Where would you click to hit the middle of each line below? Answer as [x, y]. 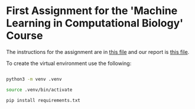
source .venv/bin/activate [39, 90]
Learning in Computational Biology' [95, 23]
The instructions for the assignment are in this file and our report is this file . [98, 52]
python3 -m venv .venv [34, 79]
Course [25, 36]
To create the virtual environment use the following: [69, 63]
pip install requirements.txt [43, 100]
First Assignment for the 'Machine [92, 11]
